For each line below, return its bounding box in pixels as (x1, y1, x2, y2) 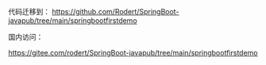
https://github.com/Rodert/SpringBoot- (51, 7, 179, 16)
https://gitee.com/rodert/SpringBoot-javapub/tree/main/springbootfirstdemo (8, 48, 258, 57)
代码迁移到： (8, 7, 50, 16)
